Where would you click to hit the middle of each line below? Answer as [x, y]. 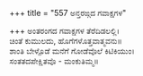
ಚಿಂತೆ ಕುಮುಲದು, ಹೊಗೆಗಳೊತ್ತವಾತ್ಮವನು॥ [66, 41]
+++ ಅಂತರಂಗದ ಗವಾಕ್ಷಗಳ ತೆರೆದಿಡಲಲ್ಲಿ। [64, 31]
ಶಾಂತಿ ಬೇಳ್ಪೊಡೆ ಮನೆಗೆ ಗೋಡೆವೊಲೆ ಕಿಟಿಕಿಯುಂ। [72, 51]
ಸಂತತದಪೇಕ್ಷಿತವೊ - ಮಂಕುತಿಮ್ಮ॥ [54, 61]
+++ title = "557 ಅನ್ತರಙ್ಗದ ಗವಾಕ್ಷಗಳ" [68, 13]
